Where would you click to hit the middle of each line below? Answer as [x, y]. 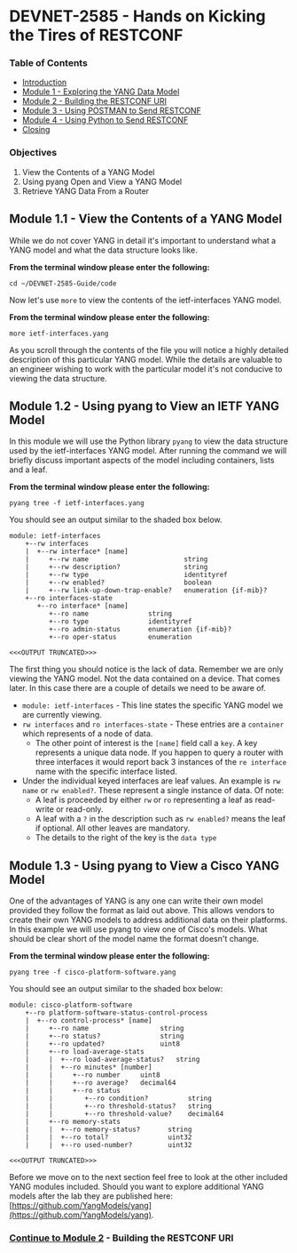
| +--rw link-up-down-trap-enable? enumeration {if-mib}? [146, 590]
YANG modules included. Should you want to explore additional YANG [137, 1187]
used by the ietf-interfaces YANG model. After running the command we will [148, 451]
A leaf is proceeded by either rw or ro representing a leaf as [144, 800]
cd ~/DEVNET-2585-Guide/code [63, 283]
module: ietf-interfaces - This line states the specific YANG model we [152, 705]
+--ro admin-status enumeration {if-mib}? [140, 630]
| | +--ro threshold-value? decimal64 [125, 1114]
